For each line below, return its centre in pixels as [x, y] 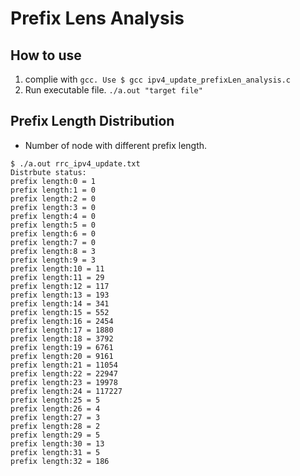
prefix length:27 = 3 [55, 417]
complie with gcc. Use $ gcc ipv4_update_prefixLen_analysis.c [158, 79]
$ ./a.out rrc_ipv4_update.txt [75, 163]
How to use [46, 55]
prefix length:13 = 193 [60, 295]
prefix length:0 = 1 [53, 181]
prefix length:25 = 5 [55, 400]
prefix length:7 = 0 [53, 242]
